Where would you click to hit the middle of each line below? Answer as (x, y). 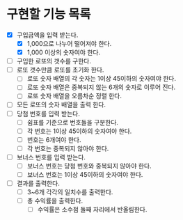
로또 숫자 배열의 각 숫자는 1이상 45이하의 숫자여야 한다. (102, 79)
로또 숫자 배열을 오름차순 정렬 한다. (74, 96)
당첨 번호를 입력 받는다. (48, 113)
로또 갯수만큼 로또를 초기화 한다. (60, 70)
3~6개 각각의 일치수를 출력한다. (70, 192)
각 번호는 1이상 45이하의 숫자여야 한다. (79, 131)
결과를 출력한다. (38, 183)
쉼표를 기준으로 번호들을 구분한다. (73, 122)
